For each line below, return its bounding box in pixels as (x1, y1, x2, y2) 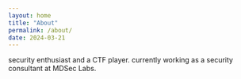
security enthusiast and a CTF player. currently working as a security (8, 55, 234, 65)
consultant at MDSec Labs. (8, 64, 97, 73)
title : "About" (8, 19, 59, 27)
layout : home (8, 11, 52, 20)
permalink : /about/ (8, 26, 73, 34)
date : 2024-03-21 (8, 33, 66, 42)
